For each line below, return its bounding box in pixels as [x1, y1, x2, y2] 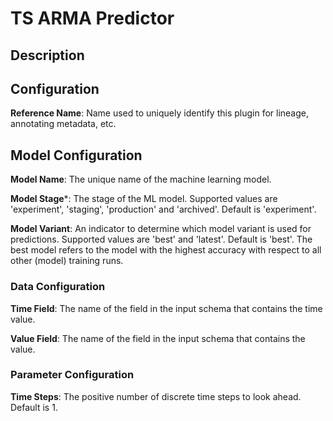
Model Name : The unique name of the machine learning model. [10, 173, 272, 186]
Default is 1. [10, 401, 58, 413]
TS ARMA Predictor [10, 7, 175, 30]
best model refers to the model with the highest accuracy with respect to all [10, 244, 322, 256]
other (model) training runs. [10, 255, 124, 267]
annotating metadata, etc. [10, 118, 117, 130]
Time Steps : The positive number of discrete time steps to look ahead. [10, 390, 302, 402]
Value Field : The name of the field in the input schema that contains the [10, 332, 306, 344]
